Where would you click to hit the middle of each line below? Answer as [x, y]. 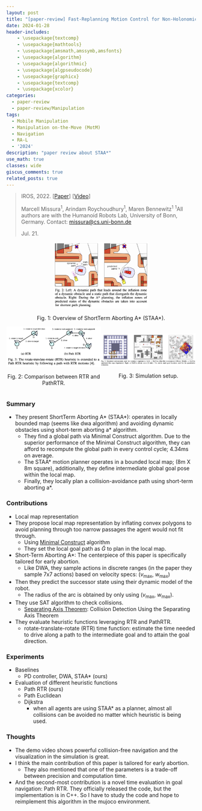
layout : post [23, 13]
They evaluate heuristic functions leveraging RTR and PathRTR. [93, 622]
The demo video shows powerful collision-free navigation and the [96, 750]
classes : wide [24, 165]
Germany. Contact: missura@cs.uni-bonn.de [76, 222]
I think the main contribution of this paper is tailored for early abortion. [102, 763]
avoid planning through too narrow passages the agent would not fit [99, 529]
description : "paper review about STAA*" [59, 153]
